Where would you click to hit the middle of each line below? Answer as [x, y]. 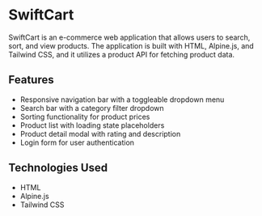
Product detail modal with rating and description [100, 133]
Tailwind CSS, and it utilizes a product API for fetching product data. [122, 54]
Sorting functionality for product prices [85, 116]
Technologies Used [58, 168]
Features [31, 80]
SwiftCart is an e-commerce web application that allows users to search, [129, 37]
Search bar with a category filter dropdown [92, 108]
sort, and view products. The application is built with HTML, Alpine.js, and [131, 45]
